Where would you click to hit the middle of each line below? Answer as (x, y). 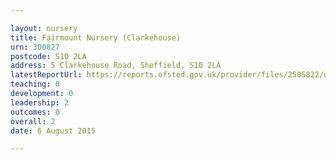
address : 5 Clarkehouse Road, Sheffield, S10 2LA (116, 66)
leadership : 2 (40, 102)
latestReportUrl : (46, 75)
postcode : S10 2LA (48, 56)
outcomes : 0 (35, 112)
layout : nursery (44, 28)
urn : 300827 (35, 47)
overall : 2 (33, 121)
